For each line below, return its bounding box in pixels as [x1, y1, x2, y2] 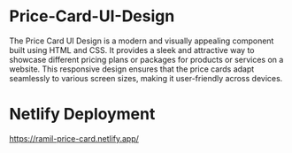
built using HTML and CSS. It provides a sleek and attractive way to [9, 44, 255, 55]
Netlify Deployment [9, 104, 156, 125]
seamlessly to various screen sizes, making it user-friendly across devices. [9, 73, 283, 83]
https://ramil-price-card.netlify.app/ [9, 133, 140, 143]
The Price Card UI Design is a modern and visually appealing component [9, 35, 274, 46]
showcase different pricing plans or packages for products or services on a [9, 54, 284, 65]
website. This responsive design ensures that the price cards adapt [9, 64, 255, 74]
